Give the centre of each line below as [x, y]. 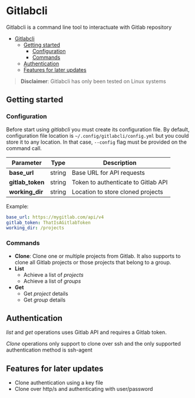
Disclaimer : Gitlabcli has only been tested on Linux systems [93, 81]
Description [120, 162]
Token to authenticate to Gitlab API [120, 182]
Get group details [44, 300]
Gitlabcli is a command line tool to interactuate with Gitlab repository [89, 27]
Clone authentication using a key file [59, 383]
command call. [24, 148]
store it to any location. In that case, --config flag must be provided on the [97, 142]
